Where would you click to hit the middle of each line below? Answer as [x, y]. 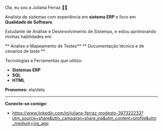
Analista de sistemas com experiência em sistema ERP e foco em [70, 17]
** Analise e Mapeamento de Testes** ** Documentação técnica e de [75, 46]
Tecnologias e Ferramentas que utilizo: [44, 60]
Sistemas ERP [26, 70]
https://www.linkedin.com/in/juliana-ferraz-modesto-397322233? [78, 113]
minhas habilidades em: [29, 37]
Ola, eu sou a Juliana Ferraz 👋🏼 [36, 8]
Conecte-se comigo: [26, 104]
